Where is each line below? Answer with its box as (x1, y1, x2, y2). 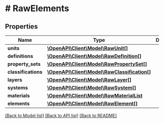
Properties (5, 22, 38, 31)
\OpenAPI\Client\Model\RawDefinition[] (47, 53, 142, 59)
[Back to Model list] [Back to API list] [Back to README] (5, 113, 117, 118)
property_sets (7, 61, 41, 67)
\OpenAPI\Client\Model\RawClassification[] (47, 69, 151, 75)
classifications (7, 69, 42, 75)
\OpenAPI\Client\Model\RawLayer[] (47, 76, 132, 83)
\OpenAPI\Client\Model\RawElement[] (47, 100, 138, 107)
